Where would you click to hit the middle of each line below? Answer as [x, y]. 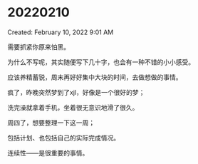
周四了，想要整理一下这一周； [51, 123]
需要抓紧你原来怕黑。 [38, 46]
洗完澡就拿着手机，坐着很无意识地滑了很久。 [73, 107]
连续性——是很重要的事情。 [48, 153]
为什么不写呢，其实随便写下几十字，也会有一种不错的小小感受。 [101, 62]
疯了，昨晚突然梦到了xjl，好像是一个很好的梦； [76, 92]
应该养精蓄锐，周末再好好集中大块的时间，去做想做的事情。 [95, 77]
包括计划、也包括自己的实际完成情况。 [63, 138]
